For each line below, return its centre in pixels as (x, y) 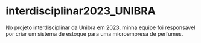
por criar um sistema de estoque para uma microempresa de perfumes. (94, 33)
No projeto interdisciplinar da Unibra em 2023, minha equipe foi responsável (101, 27)
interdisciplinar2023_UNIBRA (81, 11)
